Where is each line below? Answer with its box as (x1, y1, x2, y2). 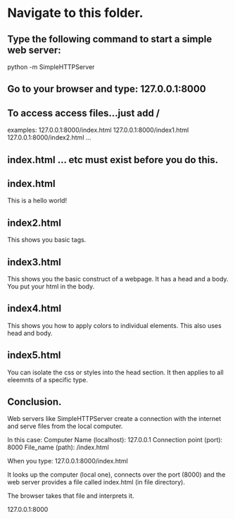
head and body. (7, 329, 53, 337)
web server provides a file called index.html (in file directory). (7, 478, 185, 487)
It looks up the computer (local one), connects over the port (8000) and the (7, 470, 226, 479)
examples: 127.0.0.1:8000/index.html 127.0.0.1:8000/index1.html (7, 126, 189, 135)
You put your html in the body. (7, 282, 95, 291)
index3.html (7, 256, 62, 268)
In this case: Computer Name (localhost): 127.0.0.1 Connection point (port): (7, 436, 223, 444)
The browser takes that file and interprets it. (7, 491, 134, 500)
